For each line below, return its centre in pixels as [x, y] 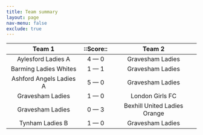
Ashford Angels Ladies [43, 79]
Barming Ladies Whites [44, 69]
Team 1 [43, 49]
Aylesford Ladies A [44, 59]
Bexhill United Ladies [153, 106]
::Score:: [95, 49]
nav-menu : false [27, 23]
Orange [153, 113]
